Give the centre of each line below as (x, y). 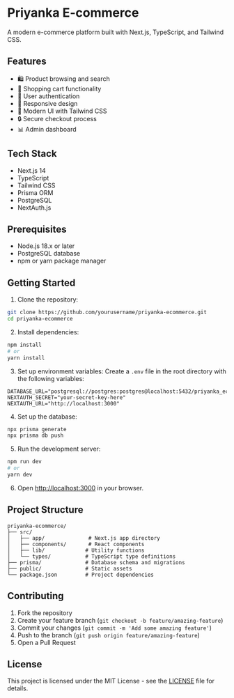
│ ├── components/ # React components (76, 544)
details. (18, 688)
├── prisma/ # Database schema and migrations (96, 562)
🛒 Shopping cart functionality (59, 88)
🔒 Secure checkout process (57, 118)
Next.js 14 (32, 170)
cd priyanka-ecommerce (40, 319)
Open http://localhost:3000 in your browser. (80, 488)
